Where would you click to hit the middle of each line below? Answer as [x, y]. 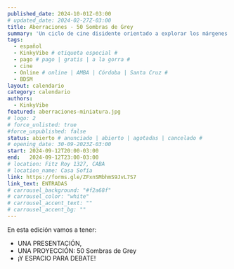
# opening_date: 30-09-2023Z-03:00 [59, 145]
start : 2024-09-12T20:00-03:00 [53, 151]
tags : [15, 40]
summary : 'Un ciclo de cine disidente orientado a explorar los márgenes [118, 33]
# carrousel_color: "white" [48, 197]
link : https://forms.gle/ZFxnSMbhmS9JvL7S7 [72, 177]
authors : [20, 99]
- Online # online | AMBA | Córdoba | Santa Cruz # [91, 72]
